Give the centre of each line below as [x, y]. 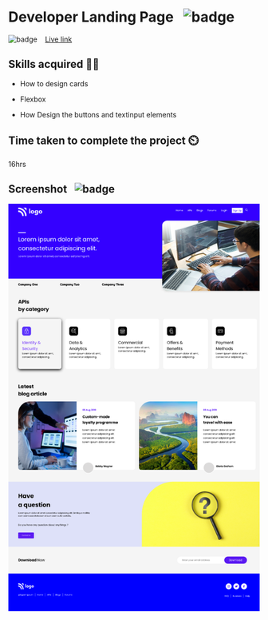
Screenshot [38, 189]
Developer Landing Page [91, 17]
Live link [59, 39]
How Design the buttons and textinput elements [98, 114]
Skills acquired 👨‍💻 [54, 64]
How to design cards [54, 83]
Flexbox [33, 99]
